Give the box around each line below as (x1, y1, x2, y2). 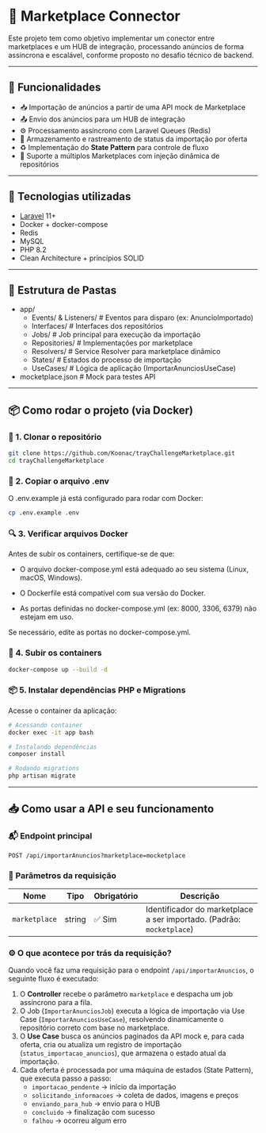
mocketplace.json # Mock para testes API (19, 372, 156, 382)
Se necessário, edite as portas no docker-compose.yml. (8, 627, 192, 638)
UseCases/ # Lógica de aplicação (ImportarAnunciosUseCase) (31, 364, 236, 373)
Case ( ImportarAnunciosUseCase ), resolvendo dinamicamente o (19, 1015, 224, 1024)
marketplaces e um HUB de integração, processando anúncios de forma (8, 41, 244, 51)
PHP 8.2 (19, 245, 47, 254)
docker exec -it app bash (8, 728, 93, 737)
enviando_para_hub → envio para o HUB (31, 1099, 161, 1108)
